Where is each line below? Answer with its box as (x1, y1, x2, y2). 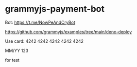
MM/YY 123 (5, 48, 29, 53)
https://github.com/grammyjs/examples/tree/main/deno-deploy (5, 29, 132, 34)
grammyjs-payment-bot (5, 3, 105, 15)
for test (5, 57, 19, 63)
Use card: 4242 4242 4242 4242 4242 (5, 38, 84, 44)
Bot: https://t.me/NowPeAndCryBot (5, 19, 75, 25)
